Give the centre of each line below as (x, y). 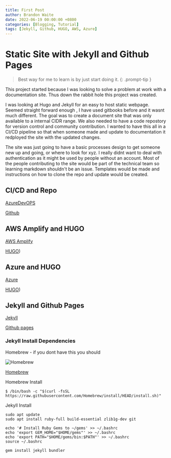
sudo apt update (23, 415)
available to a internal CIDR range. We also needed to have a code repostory (86, 121)
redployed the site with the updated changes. (53, 137)
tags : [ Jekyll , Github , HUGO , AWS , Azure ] (51, 29)
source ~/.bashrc (24, 441)
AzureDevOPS (20, 203)
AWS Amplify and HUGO (45, 229)
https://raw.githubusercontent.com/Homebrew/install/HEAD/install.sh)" (83, 396)
